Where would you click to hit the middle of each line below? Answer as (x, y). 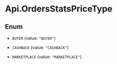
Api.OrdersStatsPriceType (59, 9)
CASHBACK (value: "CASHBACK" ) (40, 47)
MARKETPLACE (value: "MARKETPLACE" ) (47, 57)
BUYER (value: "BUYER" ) (34, 38)
